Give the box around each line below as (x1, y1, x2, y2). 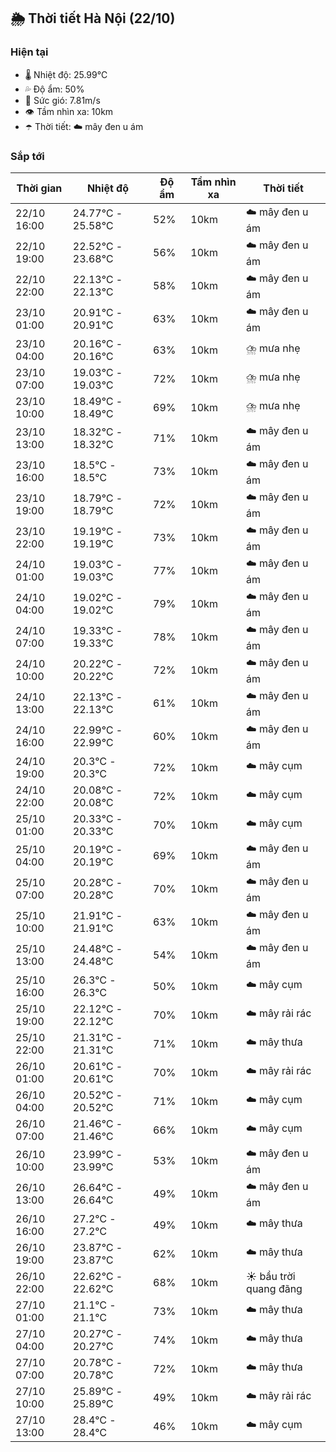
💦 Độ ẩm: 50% (24, 83, 85, 95)
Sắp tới (10, 149, 45, 163)
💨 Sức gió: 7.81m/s (24, 94, 101, 106)
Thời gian (16, 181, 63, 195)
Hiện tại (10, 45, 49, 59)
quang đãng (246, 1281, 303, 1295)
